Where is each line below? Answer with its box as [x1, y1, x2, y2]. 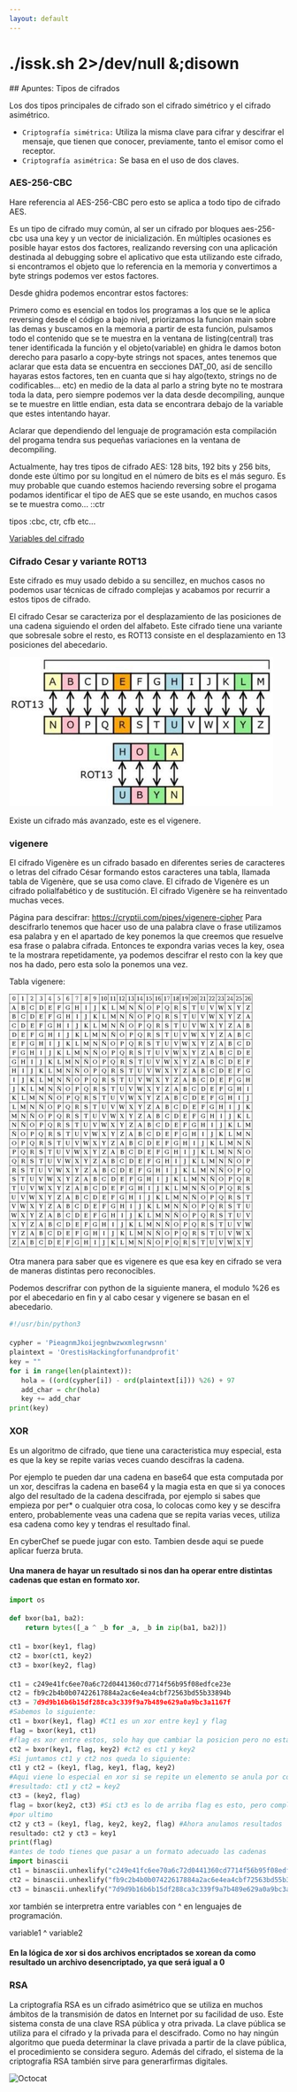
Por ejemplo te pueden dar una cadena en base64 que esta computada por [9, 1472, 284, 1482]
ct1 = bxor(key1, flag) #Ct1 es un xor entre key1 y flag [9, 1717, 227, 1726]
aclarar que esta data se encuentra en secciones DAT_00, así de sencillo [9, 361, 273, 372]
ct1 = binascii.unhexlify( [9, 1866, 109, 1875]
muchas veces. [9, 895, 65, 906]
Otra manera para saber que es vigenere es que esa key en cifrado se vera [9, 1257, 283, 1267]
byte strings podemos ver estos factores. [9, 270, 159, 281]
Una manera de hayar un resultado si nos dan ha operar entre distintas [9, 1565, 273, 1576]
